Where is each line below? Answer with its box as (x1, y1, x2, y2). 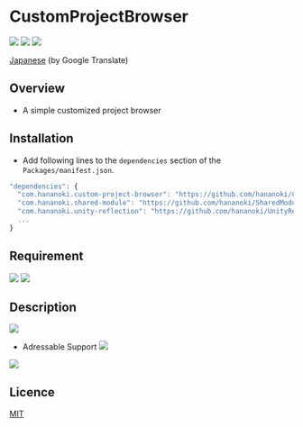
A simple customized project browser (22, 104, 161, 115)
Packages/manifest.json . (22, 164, 115, 175)
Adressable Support (22, 341, 97, 352)
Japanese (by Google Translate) (9, 54, 129, 65)
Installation (9, 131, 74, 146)
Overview (9, 81, 66, 96)
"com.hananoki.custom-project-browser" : (17, 190, 171, 199)
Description (9, 300, 77, 315)
